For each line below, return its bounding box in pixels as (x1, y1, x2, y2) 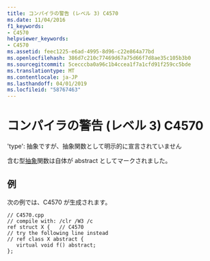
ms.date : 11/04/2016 (7, 16, 66, 23)
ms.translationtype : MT (7, 67, 75, 74)
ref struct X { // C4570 (7, 223, 84, 230)
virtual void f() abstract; (16, 241, 96, 249)
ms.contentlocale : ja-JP (7, 73, 78, 81)
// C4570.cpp (7, 212, 44, 219)
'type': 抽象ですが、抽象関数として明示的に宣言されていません (7, 142, 183, 151)
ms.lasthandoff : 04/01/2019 (7, 80, 88, 87)
